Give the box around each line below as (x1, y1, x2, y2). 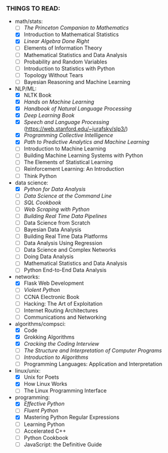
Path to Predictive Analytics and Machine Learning (23, 138, 149, 146)
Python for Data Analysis (23, 185, 86, 192)
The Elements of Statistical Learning (23, 159, 114, 166)
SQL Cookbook (23, 199, 62, 206)
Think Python (23, 172, 57, 179)
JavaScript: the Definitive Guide (23, 440, 102, 448)
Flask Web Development (23, 280, 84, 287)
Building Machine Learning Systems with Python (23, 152, 143, 159)
